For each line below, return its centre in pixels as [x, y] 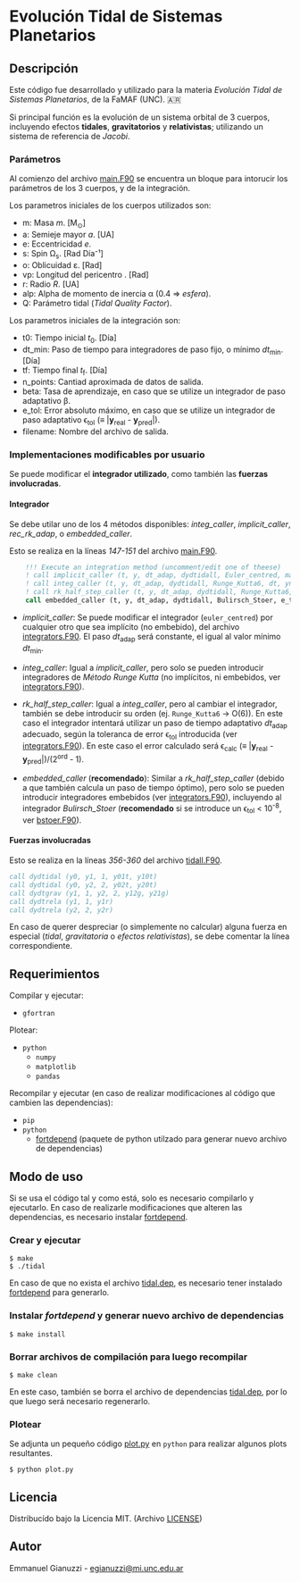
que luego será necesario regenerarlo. [80, 1401]
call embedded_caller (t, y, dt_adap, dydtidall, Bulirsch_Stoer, [151, 600]
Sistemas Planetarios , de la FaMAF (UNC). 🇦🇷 [95, 99]
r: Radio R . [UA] [51, 284]
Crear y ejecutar [45, 1240]
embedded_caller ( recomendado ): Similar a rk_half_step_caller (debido [153, 778]
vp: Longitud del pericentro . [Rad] [85, 274]
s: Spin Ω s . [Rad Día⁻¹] [63, 255]
